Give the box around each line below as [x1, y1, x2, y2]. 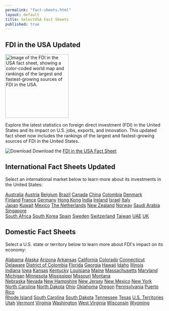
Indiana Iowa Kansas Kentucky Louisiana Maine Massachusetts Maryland [5, 267, 158, 273]
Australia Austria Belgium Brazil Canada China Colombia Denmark [5, 191, 143, 197]
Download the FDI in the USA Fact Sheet [32, 148, 117, 154]
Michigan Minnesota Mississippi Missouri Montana [5, 272, 111, 278]
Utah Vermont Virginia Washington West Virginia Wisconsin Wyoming [5, 299, 150, 305]
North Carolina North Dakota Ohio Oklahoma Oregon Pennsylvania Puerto [5, 283, 159, 290]
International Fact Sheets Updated [5, 163, 115, 171]
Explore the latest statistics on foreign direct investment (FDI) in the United [5, 122, 161, 128]
